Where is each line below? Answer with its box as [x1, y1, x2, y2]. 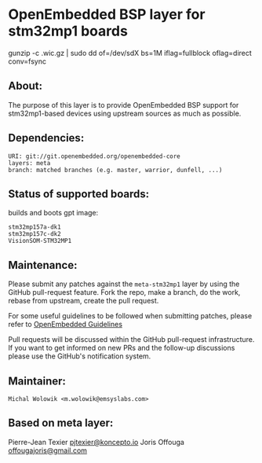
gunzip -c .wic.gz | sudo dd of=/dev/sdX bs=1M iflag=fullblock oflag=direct [8, 48, 253, 57]
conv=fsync [8, 57, 47, 66]
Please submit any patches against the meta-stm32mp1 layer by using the [8, 279, 240, 288]
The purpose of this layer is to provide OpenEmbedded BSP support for [8, 100, 239, 109]
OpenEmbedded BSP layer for [8, 6, 206, 24]
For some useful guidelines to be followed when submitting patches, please [8, 311, 253, 321]
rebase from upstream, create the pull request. [8, 296, 159, 306]
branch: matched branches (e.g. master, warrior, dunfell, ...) [8, 166, 223, 174]
